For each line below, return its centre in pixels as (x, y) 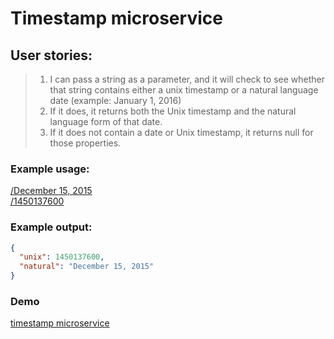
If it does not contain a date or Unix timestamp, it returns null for (181, 132)
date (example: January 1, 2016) (115, 100)
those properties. (85, 143)
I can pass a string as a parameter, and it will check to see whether (187, 79)
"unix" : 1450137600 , (62, 257)
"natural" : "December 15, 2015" (87, 267)
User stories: (51, 55)
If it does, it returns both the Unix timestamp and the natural (173, 111)
